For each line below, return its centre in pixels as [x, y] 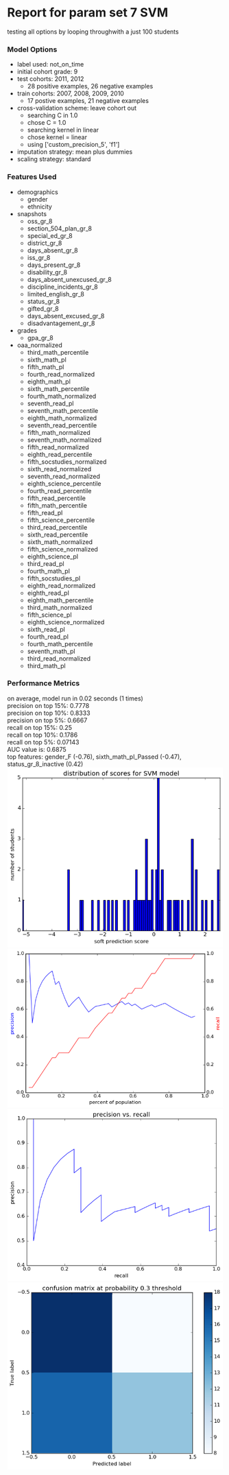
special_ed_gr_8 [50, 235]
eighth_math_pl [49, 381]
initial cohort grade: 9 [47, 72]
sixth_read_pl [46, 629]
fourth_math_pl [49, 571]
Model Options [32, 49]
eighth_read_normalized [61, 585]
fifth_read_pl [45, 512]
